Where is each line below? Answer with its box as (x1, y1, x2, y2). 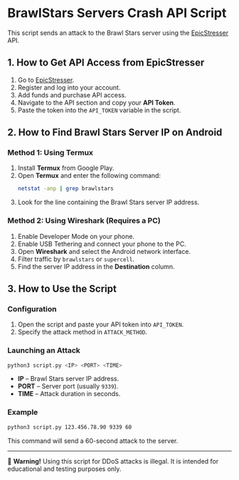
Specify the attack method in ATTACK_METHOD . (17, 328, 148, 336)
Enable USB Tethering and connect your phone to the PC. (17, 240, 186, 248)
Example (7, 407, 38, 417)
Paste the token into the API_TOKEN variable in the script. (17, 105, 181, 114)
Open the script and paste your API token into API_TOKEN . (17, 320, 184, 329)
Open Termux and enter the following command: (17, 171, 161, 180)
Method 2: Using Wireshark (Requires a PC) (7, 215, 161, 225)
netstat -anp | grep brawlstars (17, 185, 114, 193)
